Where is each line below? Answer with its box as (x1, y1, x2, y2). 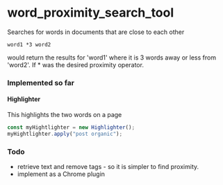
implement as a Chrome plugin (17, 170, 106, 178)
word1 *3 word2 (7, 41, 51, 48)
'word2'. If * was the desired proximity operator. (7, 60, 144, 69)
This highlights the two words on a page (7, 111, 122, 119)
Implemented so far (7, 78, 75, 87)
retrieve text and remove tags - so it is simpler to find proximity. (17, 163, 199, 171)
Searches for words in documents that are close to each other (7, 28, 185, 36)
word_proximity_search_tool (7, 5, 174, 21)
